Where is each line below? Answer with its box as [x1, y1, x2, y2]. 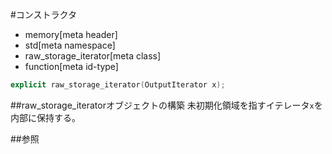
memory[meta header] [24, 29, 118, 40]
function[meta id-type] [24, 61, 119, 72]
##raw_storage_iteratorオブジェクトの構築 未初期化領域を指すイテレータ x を [10, 99, 323, 111]
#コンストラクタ [10, 9, 78, 20]
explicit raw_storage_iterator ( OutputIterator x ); [10, 80, 226, 90]
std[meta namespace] [24, 39, 116, 51]
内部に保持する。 [10, 111, 81, 123]
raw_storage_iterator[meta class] [24, 50, 162, 62]
